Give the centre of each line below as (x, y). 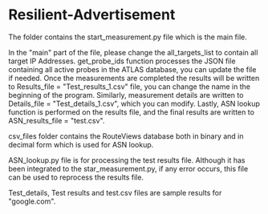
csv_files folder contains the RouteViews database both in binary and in (126, 136)
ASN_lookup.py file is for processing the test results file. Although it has (127, 160)
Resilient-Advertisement (92, 15)
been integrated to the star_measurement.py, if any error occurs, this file (128, 168)
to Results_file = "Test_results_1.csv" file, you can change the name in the (130, 87)
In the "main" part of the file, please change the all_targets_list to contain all (133, 52)
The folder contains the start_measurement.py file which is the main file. (128, 37)
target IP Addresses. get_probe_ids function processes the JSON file (122, 61)
